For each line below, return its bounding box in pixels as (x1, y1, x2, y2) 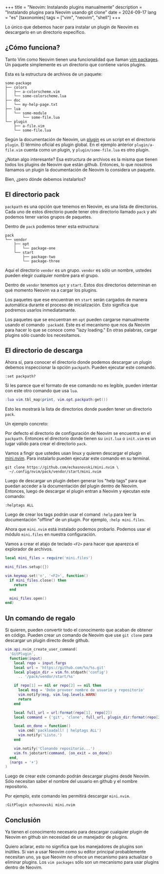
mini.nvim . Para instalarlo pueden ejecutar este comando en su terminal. (5, 455, 150, 461)
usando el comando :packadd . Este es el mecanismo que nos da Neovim (5, 322, 150, 327)
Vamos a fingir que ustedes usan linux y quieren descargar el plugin (5, 450, 142, 456)
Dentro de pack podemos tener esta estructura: (5, 223, 100, 229)
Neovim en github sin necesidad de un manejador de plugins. (5, 834, 128, 840)
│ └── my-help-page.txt (5, 102, 58, 107)
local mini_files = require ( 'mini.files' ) (5, 556, 93, 561)
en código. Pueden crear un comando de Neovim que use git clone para (5, 632, 153, 638)
